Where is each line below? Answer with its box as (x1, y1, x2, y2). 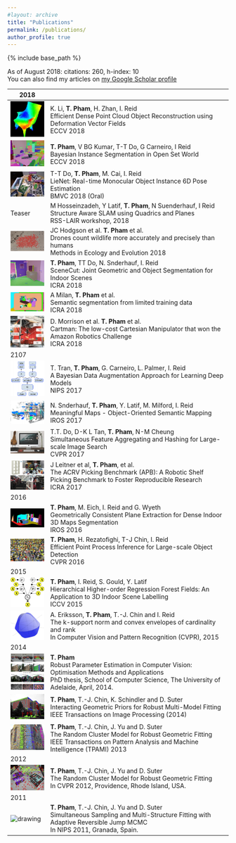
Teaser (10, 209, 30, 217)
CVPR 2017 (50, 450, 85, 458)
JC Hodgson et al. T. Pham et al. (50, 226, 144, 235)
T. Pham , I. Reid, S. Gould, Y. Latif (50, 578, 147, 586)
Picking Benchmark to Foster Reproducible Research (50, 475, 202, 483)
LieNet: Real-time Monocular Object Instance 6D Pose (50, 177, 207, 185)
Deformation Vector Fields (50, 120, 126, 128)
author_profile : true (7, 34, 71, 41)
